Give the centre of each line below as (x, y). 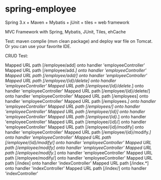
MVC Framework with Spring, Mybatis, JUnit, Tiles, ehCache (65, 32)
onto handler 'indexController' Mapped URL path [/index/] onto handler (76, 168)
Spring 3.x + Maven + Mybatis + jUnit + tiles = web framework (67, 22)
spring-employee (41, 9)
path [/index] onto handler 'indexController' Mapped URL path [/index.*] (77, 163)
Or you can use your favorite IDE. (38, 46)
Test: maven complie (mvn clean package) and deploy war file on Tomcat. (79, 41)
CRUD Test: (16, 56)
